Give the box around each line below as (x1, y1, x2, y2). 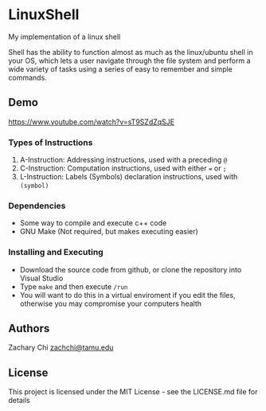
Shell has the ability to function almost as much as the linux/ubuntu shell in (8, 47, 253, 57)
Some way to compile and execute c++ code (19, 218, 167, 228)
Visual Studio (19, 273, 64, 283)
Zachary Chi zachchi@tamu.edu (8, 342, 114, 352)
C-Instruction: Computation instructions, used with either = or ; (19, 163, 227, 173)
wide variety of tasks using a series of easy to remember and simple (8, 64, 233, 73)
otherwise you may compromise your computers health (19, 299, 201, 308)
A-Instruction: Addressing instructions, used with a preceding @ (19, 155, 228, 165)
